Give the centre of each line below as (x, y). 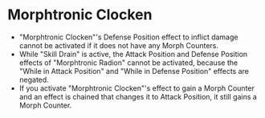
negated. (34, 79)
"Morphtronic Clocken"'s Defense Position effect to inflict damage (128, 37)
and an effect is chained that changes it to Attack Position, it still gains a (138, 96)
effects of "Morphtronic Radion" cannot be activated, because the (128, 63)
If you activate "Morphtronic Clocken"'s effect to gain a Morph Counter (137, 88)
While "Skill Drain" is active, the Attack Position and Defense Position (133, 54)
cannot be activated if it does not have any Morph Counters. (118, 45)
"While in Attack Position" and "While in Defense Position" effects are (134, 71)
